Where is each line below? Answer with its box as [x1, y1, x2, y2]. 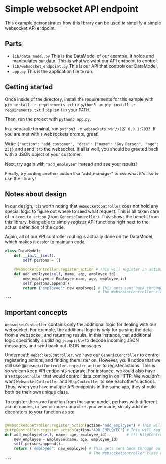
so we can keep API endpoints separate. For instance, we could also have [5, 368, 155, 374]
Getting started [5, 83, 53, 91]
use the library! [5, 175, 36, 181]
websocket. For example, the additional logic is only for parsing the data [5, 326, 152, 333]
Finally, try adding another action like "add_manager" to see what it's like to [5, 170, 159, 176]
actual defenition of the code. [5, 224, 65, 230]
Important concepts [5, 308, 68, 317]
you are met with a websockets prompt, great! [5, 131, 99, 137]
